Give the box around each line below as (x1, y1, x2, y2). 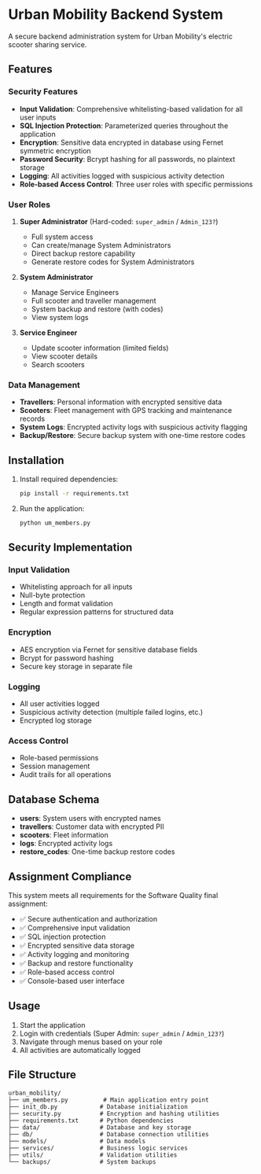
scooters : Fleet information (19, 830, 108, 840)
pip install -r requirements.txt (19, 490, 130, 498)
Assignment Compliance (8, 870, 132, 883)
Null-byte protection (19, 591, 86, 600)
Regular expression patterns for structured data (19, 607, 175, 616)
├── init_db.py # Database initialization (8, 1102, 189, 1110)
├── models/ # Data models (8, 1137, 146, 1145)
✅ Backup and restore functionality (19, 958, 134, 968)
